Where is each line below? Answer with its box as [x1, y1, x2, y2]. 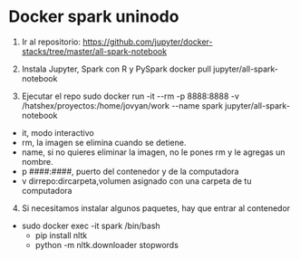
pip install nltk [34, 229, 88, 241]
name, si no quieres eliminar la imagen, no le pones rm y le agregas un [21, 147, 285, 158]
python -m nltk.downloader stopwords [34, 239, 179, 250]
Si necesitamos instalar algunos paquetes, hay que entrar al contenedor [21, 202, 291, 214]
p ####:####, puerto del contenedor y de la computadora [21, 166, 239, 177]
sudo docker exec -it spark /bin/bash [21, 220, 160, 231]
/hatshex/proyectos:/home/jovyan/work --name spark [21, 100, 224, 110]
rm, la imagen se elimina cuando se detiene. [21, 137, 187, 148]
